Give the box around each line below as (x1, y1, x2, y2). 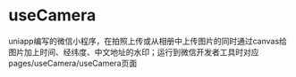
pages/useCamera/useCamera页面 (8, 58, 138, 68)
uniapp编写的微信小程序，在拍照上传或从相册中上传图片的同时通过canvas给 (8, 35, 288, 46)
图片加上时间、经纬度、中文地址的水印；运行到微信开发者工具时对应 (8, 46, 259, 58)
